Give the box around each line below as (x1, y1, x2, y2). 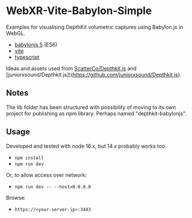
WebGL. (6, 29, 26, 36)
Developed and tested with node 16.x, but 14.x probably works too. (6, 142, 167, 149)
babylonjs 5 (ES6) (14, 41, 57, 48)
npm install (14, 155, 44, 161)
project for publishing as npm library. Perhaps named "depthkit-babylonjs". (6, 110, 187, 117)
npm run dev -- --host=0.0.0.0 (14, 183, 91, 190)
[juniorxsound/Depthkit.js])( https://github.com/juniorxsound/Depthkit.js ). (6, 71, 181, 78)
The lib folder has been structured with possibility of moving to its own (6, 104, 176, 111)
